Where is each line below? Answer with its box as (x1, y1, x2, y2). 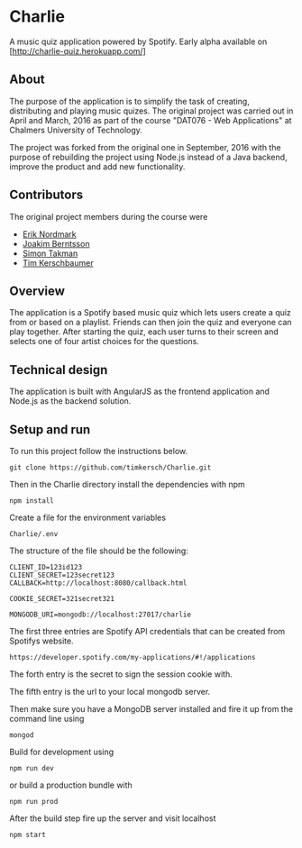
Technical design (9, 362, 108, 378)
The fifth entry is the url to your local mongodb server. (9, 687, 211, 697)
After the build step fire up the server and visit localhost (9, 813, 216, 824)
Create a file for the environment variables (9, 512, 167, 523)
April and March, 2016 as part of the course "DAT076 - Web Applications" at (9, 114, 292, 125)
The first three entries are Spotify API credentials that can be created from (9, 626, 286, 636)
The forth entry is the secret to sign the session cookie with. (9, 669, 233, 679)
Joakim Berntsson (22, 238, 90, 249)
